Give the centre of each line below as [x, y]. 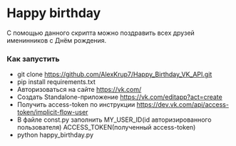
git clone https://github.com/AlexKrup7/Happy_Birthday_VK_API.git [114, 74]
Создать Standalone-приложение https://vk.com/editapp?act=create [119, 97]
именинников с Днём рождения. [57, 40]
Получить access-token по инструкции [76, 105]
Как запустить [33, 58]
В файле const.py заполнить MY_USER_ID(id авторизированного [114, 120]
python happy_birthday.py [55, 135]
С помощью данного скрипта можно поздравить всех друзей [101, 33]
